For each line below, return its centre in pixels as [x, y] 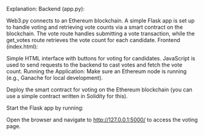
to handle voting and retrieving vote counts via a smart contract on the [95, 27]
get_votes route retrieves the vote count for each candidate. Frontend [93, 40]
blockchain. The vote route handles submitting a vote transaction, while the [100, 34]
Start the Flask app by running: [45, 108]
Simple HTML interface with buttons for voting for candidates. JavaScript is [101, 58]
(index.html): [22, 46]
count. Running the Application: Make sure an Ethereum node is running [97, 71]
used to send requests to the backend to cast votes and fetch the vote [94, 65]
